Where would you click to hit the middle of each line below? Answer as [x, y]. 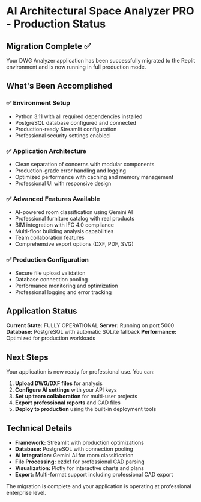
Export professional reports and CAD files [68, 403]
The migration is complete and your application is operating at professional [99, 486]
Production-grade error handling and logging [70, 171]
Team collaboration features [50, 238]
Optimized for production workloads [51, 338]
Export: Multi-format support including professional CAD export [94, 475]
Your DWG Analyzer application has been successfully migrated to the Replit [101, 61]
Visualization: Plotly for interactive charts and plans [79, 468]
